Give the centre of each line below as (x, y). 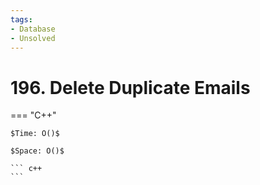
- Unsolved (33, 38)
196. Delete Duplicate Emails (130, 87)
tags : (21, 19)
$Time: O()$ (35, 134)
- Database (33, 29)
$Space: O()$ (37, 151)
